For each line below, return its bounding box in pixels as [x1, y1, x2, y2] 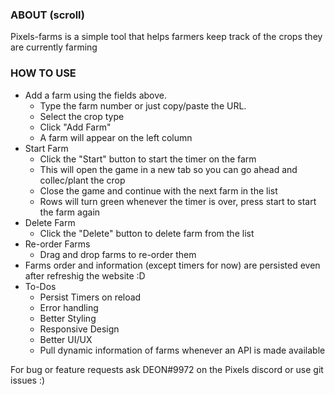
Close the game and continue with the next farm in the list [39, 184, 278, 197]
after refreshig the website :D [24, 269, 146, 282]
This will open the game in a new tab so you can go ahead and [39, 163, 298, 175]
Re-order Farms [24, 238, 91, 250]
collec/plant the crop [39, 174, 126, 186]
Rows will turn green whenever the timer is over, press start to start [39, 195, 317, 207]
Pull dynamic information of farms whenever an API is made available [39, 344, 326, 356]
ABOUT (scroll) [10, 8, 85, 22]
